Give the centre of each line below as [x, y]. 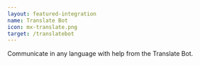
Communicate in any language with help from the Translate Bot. [100, 54]
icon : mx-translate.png [43, 27]
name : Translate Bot [38, 20]
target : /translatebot [41, 34]
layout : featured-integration [52, 14]
